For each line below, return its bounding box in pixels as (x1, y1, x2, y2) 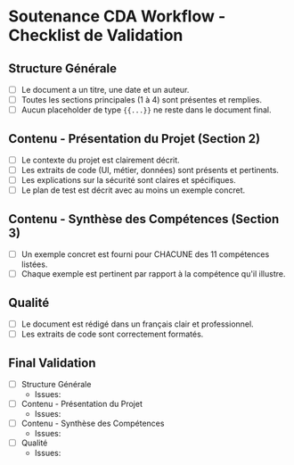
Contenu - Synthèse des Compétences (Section (8, 212, 280, 227)
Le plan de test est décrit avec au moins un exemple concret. (20, 185, 246, 195)
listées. (20, 259, 48, 270)
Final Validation (8, 355, 96, 370)
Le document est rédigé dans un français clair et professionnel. (20, 319, 255, 329)
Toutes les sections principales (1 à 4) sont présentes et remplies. (20, 95, 263, 105)
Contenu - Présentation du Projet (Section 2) (8, 131, 260, 146)
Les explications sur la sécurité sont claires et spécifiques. (20, 175, 237, 186)
